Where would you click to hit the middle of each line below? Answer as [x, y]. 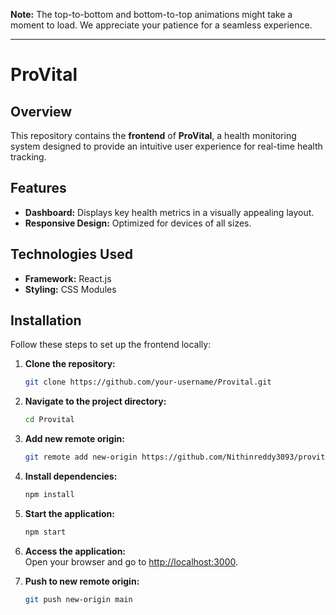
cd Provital [49, 420]
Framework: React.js [68, 278]
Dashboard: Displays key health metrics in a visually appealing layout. [169, 212]
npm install [49, 495]
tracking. [28, 157]
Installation [46, 320]
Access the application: [75, 551]
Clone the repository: [70, 364]
